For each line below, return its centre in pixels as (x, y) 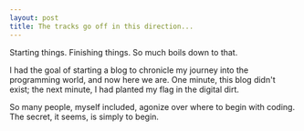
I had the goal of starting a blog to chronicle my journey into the (129, 70)
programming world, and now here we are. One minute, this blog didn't (142, 79)
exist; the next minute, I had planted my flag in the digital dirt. (125, 89)
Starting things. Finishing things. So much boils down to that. (124, 52)
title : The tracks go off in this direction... (102, 26)
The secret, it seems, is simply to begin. (84, 116)
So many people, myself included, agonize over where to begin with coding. (152, 106)
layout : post (34, 18)
